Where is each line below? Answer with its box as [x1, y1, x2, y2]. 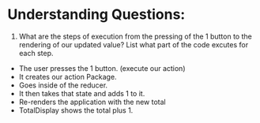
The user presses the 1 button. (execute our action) [18, 63, 186, 73]
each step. [18, 48, 54, 58]
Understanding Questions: [7, 6, 186, 24]
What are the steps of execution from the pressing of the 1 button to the [18, 32, 252, 41]
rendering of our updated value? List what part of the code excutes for [18, 39, 249, 49]
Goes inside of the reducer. [18, 80, 108, 90]
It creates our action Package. [18, 72, 117, 81]
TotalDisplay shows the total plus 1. [18, 105, 134, 115]
